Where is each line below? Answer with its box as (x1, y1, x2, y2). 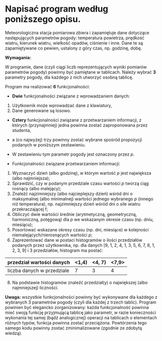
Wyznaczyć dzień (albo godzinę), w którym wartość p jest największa (12, 170, 151, 176)
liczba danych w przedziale (7, 267, 70, 274)
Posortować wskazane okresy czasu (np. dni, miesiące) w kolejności (12, 227, 149, 232)
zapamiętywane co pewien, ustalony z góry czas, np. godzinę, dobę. (5, 45, 142, 51)
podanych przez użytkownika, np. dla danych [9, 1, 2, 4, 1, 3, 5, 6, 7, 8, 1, (12, 242, 156, 248)
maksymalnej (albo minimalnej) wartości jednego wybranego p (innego (12, 195, 154, 202)
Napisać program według (5, 3, 109, 15)
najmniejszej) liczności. (12, 285, 59, 291)
